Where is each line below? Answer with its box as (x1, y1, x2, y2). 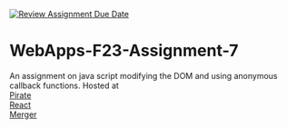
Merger (9, 109, 37, 120)
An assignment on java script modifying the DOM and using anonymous (9, 70, 278, 81)
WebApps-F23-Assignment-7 (9, 41, 239, 61)
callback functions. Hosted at (9, 80, 120, 91)
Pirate (9, 89, 32, 100)
